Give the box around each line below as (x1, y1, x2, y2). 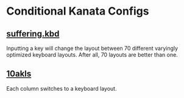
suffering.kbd (6, 29, 60, 39)
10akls (6, 69, 32, 79)
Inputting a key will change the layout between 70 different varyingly (6, 44, 179, 52)
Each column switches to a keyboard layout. (6, 85, 117, 92)
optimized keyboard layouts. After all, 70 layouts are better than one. (6, 51, 178, 58)
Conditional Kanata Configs (6, 4, 149, 18)
